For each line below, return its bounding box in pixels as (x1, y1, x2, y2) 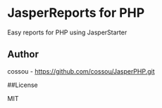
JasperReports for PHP (7, 5, 145, 21)
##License (7, 81, 39, 89)
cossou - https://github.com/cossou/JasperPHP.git (7, 67, 155, 75)
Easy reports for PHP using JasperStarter (7, 28, 127, 36)
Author (7, 48, 39, 60)
